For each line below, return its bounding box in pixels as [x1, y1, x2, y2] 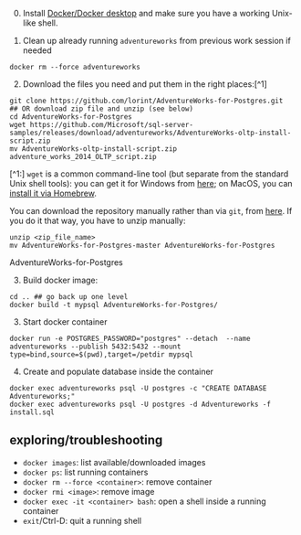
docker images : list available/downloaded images [22, 456, 206, 467]
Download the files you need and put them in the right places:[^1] [22, 79, 267, 90]
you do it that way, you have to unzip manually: [9, 215, 186, 226]
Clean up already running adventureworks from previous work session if [22, 36, 292, 46]
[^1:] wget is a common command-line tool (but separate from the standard [9, 168, 289, 179]
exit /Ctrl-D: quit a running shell [22, 515, 142, 526]
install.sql [9, 408, 55, 417]
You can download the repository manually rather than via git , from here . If [9, 206, 293, 216]
